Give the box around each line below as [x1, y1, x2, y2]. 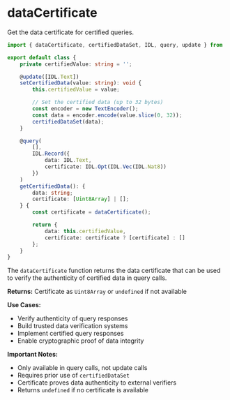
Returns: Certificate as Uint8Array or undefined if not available [7, 288, 187, 296]
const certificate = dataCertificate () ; [32, 209, 151, 216]
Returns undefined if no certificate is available [17, 386, 148, 394]
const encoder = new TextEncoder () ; [32, 105, 139, 112]
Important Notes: [7, 350, 58, 359]
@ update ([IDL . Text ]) [20, 73, 79, 80]
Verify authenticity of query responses [17, 314, 128, 323]
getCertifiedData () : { [20, 183, 86, 190]
